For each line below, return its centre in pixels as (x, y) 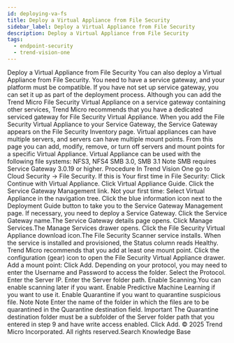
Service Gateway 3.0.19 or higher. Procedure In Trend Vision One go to (109, 169)
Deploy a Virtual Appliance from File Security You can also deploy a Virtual (115, 72)
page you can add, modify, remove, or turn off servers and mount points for (116, 146)
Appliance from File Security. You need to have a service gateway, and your (116, 79)
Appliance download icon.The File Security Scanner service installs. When (114, 235)
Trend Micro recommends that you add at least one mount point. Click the (114, 250)
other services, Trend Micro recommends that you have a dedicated (105, 109)
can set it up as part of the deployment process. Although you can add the (114, 94)
